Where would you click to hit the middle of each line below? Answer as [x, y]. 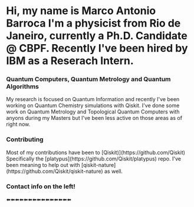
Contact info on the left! [41, 186]
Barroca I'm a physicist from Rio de [93, 23]
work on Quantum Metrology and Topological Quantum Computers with [93, 112]
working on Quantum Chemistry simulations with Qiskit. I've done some [93, 106]
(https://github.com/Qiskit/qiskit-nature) [55, 171]
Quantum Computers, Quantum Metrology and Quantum [88, 79]
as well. [113, 171]
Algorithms [23, 86]
